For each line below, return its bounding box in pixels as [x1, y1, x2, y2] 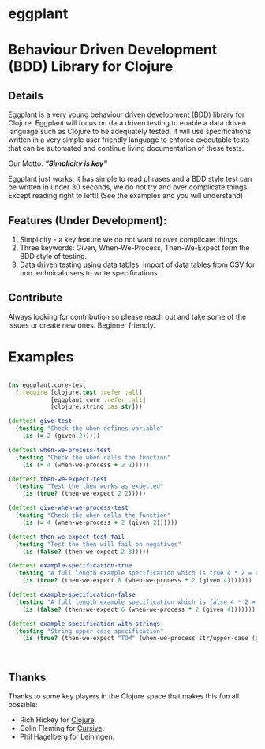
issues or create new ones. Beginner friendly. [8, 320, 155, 330]
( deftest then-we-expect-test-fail [8, 533, 125, 541]
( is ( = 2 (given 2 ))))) [22, 432, 101, 440]
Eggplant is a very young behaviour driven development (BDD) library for [8, 110, 245, 119]
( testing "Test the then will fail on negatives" [15, 540, 181, 549]
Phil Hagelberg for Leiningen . [19, 732, 115, 741]
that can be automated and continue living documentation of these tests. [8, 144, 244, 153]
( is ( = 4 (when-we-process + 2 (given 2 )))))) [22, 519, 178, 526]
